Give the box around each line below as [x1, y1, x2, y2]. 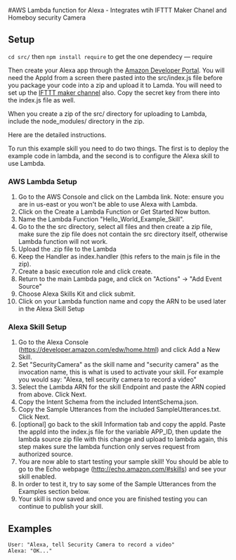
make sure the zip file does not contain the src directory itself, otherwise [18, 230, 228, 238]
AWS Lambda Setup [8, 176, 78, 186]
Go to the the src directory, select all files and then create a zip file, [18, 223, 213, 231]
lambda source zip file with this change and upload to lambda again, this [18, 435, 228, 443]
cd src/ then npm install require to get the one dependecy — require [8, 52, 213, 60]
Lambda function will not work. [18, 237, 108, 246]
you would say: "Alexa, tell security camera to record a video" [18, 375, 197, 384]
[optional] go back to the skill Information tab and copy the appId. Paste [18, 420, 226, 429]
